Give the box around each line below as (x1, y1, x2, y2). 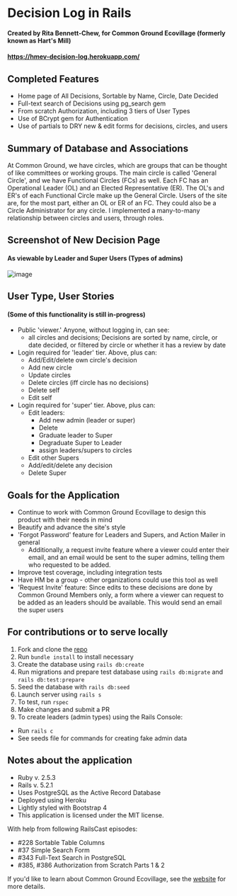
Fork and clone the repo (17, 645, 88, 653)
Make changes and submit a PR (17, 705, 110, 713)
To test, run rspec (17, 697, 69, 706)
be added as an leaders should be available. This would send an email (17, 598, 222, 607)
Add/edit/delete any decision (28, 461, 113, 470)
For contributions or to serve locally (7, 626, 168, 638)
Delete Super (28, 469, 67, 477)
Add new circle (28, 363, 72, 372)
